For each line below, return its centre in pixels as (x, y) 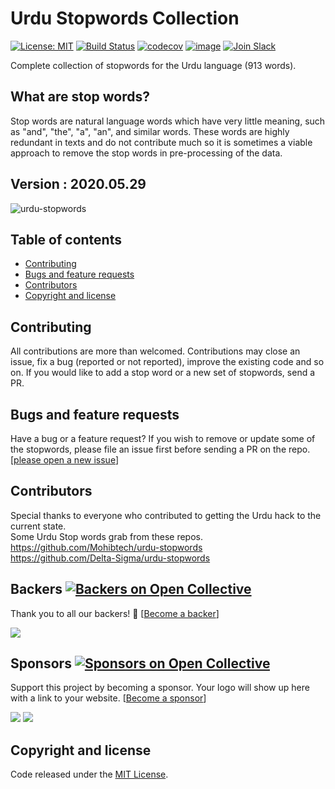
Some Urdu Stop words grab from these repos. (106, 536)
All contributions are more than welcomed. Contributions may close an (155, 351)
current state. (38, 526)
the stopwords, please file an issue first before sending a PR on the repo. (160, 449)
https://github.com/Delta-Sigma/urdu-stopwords (110, 558)
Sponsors (41, 663)
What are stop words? (80, 97)
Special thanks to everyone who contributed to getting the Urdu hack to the (166, 515)
